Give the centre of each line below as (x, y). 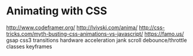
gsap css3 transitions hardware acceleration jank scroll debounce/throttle (97, 40)
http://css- (152, 27)
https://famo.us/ (164, 33)
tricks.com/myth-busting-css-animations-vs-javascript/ (75, 33)
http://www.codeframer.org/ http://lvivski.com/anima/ (72, 27)
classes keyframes (29, 46)
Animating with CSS (57, 11)
